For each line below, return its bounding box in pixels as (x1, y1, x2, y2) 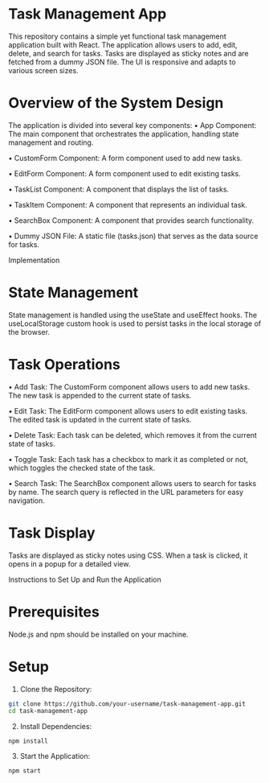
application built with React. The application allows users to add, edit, (8, 39, 238, 49)
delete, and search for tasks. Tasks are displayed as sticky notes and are (8, 48, 249, 58)
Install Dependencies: (19, 722, 92, 731)
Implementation (8, 255, 60, 265)
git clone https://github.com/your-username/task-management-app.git (8, 699, 247, 708)
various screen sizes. (8, 65, 79, 75)
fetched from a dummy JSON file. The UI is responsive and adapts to (8, 57, 236, 67)
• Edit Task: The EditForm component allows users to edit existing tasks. (8, 406, 248, 415)
